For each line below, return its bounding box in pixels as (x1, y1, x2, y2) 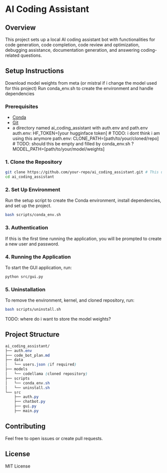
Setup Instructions (5, 67, 64, 75)
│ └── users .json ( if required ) (5, 362, 77, 367)
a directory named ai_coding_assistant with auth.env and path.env (12, 125, 148, 131)
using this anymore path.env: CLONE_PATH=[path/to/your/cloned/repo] (12, 135, 159, 141)
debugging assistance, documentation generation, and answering (5, 47, 140, 53)
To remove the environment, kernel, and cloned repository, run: (5, 297, 135, 303)
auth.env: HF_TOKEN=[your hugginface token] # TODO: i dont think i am (12, 130, 160, 136)
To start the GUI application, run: (5, 264, 72, 270)
